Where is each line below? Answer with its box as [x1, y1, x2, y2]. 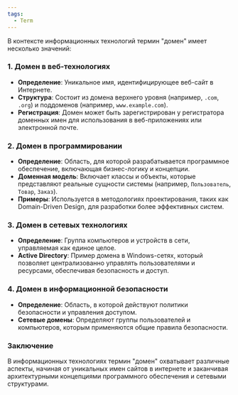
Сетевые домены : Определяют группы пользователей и [17, 315, 191, 324]
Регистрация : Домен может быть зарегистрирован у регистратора [17, 108, 225, 117]
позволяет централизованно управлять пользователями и [17, 259, 195, 267]
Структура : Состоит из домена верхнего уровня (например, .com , [17, 93, 220, 102]
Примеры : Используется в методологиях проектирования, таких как [17, 195, 229, 203]
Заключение [7, 340, 54, 350]
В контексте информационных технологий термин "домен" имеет [7, 36, 207, 45]
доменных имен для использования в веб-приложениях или [17, 115, 202, 124]
